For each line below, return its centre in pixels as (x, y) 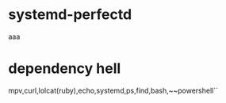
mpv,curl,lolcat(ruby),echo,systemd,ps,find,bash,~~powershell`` (113, 90)
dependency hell (65, 69)
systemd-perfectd (70, 15)
